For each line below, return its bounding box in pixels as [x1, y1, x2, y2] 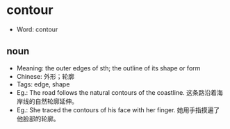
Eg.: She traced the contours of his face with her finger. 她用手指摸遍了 [16, 105, 220, 114]
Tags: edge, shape [16, 79, 70, 89]
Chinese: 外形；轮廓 [16, 72, 74, 80]
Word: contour [16, 25, 58, 33]
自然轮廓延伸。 [35, 97, 78, 105]
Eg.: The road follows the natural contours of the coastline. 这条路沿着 [16, 88, 217, 96]
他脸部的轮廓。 [16, 114, 60, 123]
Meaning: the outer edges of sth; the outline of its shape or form [16, 63, 201, 72]
